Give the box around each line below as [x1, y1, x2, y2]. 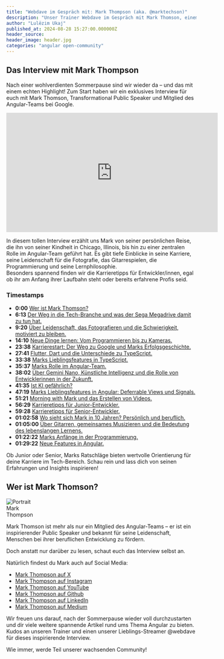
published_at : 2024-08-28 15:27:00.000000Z [6, 25, 118, 32]
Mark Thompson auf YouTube [14, 583, 89, 591]
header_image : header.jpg [6, 37, 71, 43]
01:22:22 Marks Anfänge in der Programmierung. [14, 433, 138, 440]
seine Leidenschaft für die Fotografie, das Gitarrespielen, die [6, 256, 157, 264]
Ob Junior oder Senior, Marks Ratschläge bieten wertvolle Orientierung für [6, 451, 191, 458]
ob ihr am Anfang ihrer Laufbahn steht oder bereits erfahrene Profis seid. [6, 275, 188, 283]
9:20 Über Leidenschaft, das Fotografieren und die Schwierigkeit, [14, 324, 179, 331]
